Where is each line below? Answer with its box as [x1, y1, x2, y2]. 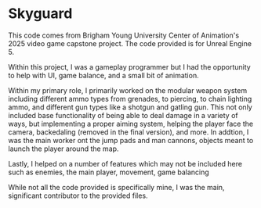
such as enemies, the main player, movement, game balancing [8, 167, 209, 177]
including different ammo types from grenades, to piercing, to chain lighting [8, 94, 252, 103]
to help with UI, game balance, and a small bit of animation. [8, 70, 199, 80]
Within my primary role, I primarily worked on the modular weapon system [8, 85, 248, 95]
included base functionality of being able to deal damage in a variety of [8, 110, 238, 120]
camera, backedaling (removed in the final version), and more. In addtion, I [8, 127, 249, 137]
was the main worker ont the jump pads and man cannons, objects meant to [8, 135, 254, 145]
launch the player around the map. [8, 144, 119, 153]
